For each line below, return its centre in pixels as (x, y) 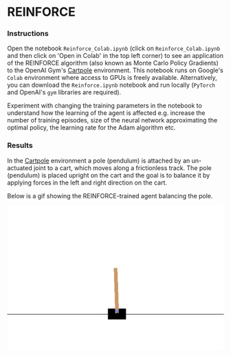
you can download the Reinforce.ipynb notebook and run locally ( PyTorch (111, 85)
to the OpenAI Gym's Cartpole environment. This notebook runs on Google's (115, 70)
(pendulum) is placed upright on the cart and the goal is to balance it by (109, 175)
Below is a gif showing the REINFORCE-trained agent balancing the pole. (110, 196)
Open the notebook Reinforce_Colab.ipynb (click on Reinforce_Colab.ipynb (114, 48)
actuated (20, 168)
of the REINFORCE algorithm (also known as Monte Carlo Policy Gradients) (113, 63)
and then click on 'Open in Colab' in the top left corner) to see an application (115, 56)
